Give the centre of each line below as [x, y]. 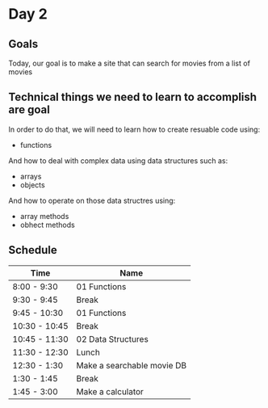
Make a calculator [110, 391]
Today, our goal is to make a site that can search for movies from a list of [129, 63]
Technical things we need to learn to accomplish [132, 97]
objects [33, 185]
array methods [44, 216]
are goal [29, 110]
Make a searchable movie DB [132, 365]
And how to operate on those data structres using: [92, 200]
